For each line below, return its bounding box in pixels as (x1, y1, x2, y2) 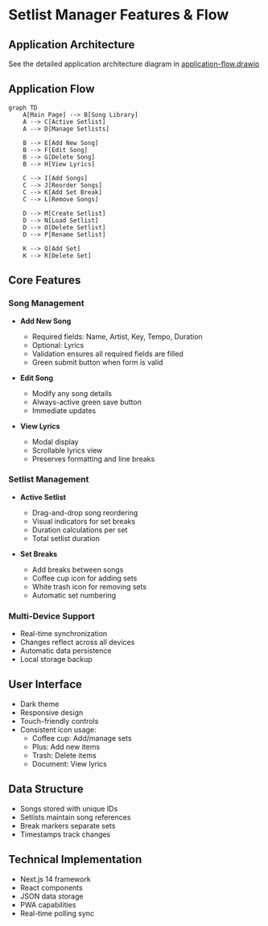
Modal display (31, 436, 79, 446)
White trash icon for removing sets (31, 581, 147, 591)
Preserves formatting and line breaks (31, 453, 155, 464)
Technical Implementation (8, 853, 142, 866)
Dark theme (19, 699, 60, 709)
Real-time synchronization (19, 629, 108, 639)
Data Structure (8, 783, 85, 796)
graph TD (8, 103, 38, 112)
